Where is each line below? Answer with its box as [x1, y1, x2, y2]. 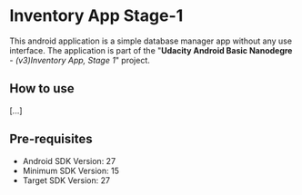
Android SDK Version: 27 [22, 155, 116, 166]
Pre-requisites [9, 132, 93, 147]
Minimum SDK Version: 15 [22, 165, 120, 176]
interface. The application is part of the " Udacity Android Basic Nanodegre [9, 44, 293, 55]
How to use [9, 81, 75, 96]
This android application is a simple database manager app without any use [9, 35, 293, 46]
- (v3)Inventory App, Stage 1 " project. [9, 54, 150, 65]
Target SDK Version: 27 [22, 174, 111, 186]
